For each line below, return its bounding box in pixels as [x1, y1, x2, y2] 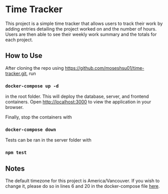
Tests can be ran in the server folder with [5, 137, 92, 143]
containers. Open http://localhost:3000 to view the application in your [5, 99, 152, 105]
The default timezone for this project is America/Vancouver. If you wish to [5, 178, 160, 184]
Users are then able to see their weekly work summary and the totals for [5, 31, 157, 37]
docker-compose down [5, 126, 57, 132]
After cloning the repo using [5, 65, 64, 71]
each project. [5, 37, 33, 43]
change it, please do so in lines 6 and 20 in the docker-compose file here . [5, 183, 160, 189]
